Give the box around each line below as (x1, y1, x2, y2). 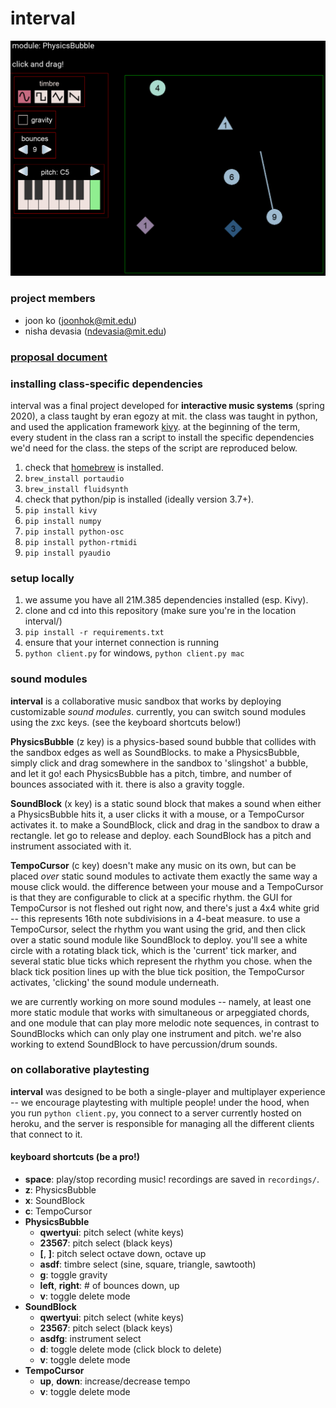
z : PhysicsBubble (24, 1184, 97, 1196)
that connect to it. (10, 1128, 83, 1140)
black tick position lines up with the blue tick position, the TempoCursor (10, 965, 305, 977)
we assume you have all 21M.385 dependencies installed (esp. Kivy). (24, 594, 309, 606)
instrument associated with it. (10, 840, 132, 852)
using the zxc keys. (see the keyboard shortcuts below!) (10, 716, 242, 728)
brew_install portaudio (24, 473, 125, 484)
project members (10, 292, 96, 306)
